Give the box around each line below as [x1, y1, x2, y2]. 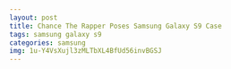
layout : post [9, 13, 58, 22]
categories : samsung [9, 38, 87, 47]
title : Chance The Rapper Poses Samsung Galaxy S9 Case [9, 22, 222, 30]
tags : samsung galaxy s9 [9, 30, 102, 39]
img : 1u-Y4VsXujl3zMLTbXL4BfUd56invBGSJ [9, 47, 163, 56]
